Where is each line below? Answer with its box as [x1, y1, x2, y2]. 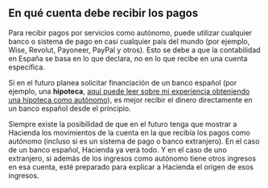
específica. [8, 62, 46, 72]
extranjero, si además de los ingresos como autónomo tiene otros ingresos [8, 153, 256, 163]
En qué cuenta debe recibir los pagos [8, 6, 199, 20]
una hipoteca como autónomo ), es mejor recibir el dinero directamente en [8, 94, 254, 104]
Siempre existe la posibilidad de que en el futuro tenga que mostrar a [8, 119, 237, 128]
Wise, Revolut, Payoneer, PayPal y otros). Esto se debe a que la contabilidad [8, 44, 261, 55]
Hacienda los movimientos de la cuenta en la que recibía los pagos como [8, 127, 251, 137]
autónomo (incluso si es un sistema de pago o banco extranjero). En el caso [8, 136, 260, 146]
